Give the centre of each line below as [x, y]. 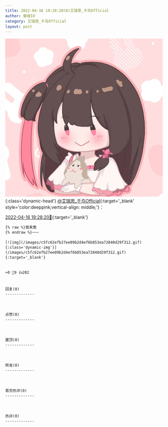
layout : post [19, 27]
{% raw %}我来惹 [21, 228]
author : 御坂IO [20, 16]
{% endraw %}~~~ [22, 233]
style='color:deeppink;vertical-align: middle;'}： [54, 207]
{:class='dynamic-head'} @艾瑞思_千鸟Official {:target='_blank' [70, 201]
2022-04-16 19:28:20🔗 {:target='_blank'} [47, 217]
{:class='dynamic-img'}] [31, 248]
